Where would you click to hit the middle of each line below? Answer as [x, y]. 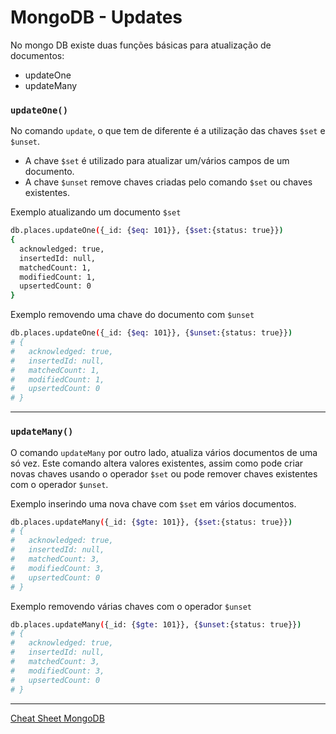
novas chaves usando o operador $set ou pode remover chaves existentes [164, 473]
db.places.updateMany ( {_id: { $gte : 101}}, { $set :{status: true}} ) [151, 522]
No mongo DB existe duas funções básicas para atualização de [141, 45]
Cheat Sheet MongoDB [57, 718]
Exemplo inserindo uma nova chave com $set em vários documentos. [153, 503]
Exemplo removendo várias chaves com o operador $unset [131, 606]
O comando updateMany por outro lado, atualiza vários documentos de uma [164, 452]
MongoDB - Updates [96, 17]
